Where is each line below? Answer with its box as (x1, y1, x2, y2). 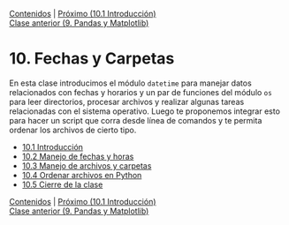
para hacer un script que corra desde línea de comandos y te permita (9, 115, 262, 125)
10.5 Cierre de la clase (21, 179, 103, 190)
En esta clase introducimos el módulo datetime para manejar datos (9, 78, 252, 88)
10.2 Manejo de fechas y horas (21, 151, 134, 161)
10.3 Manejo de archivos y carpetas (21, 160, 152, 171)
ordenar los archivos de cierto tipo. (9, 124, 137, 135)
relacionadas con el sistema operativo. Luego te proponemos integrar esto (9, 106, 281, 116)
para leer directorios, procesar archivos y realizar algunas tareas (9, 96, 245, 107)
